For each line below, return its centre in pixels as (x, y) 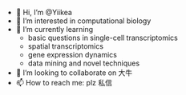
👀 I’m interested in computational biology (83, 21)
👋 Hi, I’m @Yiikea (44, 12)
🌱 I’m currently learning (55, 29)
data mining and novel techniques (84, 63)
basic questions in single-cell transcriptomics (103, 38)
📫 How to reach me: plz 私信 (64, 83)
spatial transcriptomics (66, 46)
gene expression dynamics (73, 55)
